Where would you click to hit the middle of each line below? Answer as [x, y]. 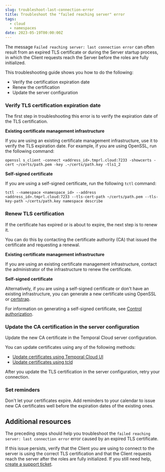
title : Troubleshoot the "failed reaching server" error [65, 14]
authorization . [19, 314]
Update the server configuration [45, 93]
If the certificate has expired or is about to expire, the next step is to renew [81, 224]
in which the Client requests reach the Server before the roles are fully [77, 57]
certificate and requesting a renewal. [43, 245]
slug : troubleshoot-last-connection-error [50, 10]
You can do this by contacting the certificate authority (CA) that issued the [81, 239]
